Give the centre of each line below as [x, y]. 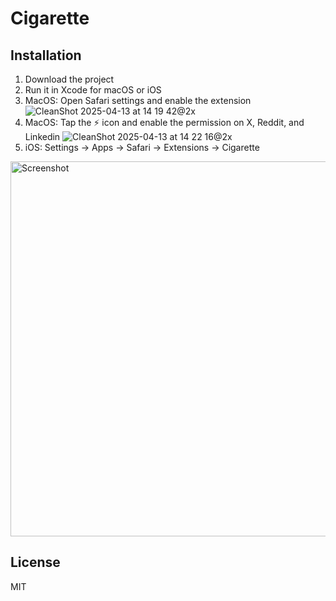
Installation [46, 55]
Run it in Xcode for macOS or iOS [93, 90]
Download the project [69, 79]
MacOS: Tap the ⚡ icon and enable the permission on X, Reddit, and [164, 122]
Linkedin [42, 136]
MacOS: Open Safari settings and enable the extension [138, 100]
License [35, 562]
